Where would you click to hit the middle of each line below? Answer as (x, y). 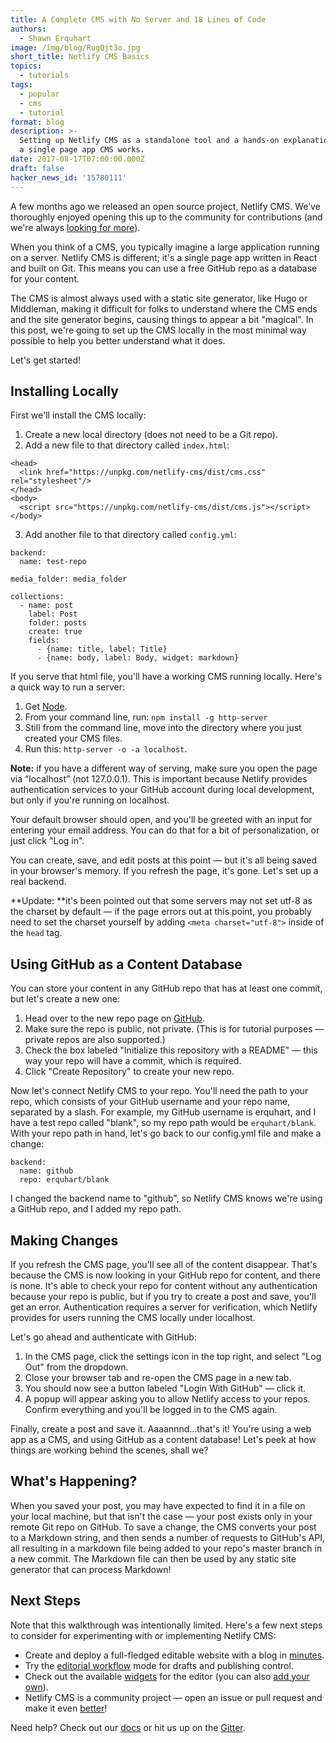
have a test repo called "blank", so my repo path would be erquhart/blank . (163, 1123)
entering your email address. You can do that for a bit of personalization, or (165, 830)
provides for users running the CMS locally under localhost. (133, 1317)
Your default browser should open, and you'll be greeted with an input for (161, 820)
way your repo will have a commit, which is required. (133, 1061)
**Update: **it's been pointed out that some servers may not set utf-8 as (161, 901)
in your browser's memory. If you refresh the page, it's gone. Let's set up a (164, 871)
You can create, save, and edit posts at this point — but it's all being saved (163, 860)
